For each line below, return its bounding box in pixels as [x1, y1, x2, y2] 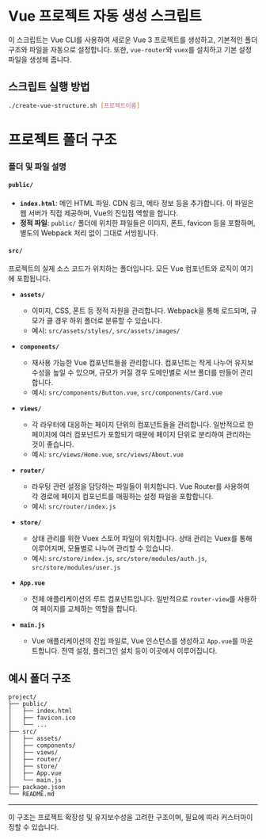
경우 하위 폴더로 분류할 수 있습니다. [55, 316, 163, 326]
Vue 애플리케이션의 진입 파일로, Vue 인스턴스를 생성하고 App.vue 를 [31, 636, 239, 646]
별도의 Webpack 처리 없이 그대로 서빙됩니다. [19, 227, 158, 238]
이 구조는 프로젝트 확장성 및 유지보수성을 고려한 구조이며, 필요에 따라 [8, 812, 219, 822]
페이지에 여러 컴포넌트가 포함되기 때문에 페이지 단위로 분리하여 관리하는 [31, 429, 252, 440]
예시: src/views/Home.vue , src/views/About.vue [31, 449, 184, 460]
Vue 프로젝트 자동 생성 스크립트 [8, 7, 202, 25]
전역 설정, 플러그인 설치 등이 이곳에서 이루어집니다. [61, 646, 218, 656]
